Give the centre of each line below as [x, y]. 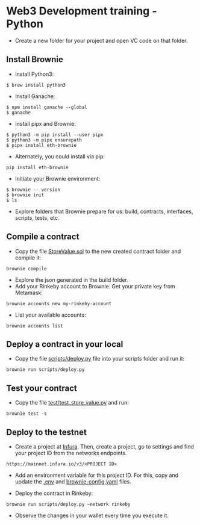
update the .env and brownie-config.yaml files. [73, 482]
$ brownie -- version [33, 190]
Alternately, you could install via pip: [60, 156]
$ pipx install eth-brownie [42, 145]
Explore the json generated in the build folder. [71, 280]
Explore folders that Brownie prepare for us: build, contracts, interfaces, [104, 211]
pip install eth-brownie [37, 167]
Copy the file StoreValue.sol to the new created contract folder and [98, 251]
